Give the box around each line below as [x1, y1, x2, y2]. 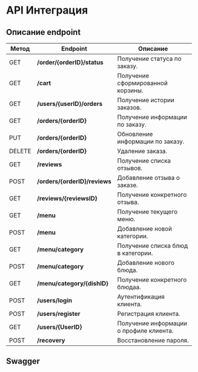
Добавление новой [117, 225, 172, 232]
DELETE [9, 147, 31, 155]
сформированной [117, 79, 168, 87]
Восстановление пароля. [117, 337, 189, 344]
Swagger [6, 356, 40, 367]
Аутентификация [117, 293, 165, 300]
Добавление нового [117, 258, 175, 267]
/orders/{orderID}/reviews [37, 177, 112, 185]
